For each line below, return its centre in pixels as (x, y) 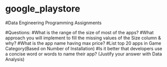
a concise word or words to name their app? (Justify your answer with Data (84, 54)
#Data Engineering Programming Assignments (54, 23)
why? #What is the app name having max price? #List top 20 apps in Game (83, 43)
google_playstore (43, 9)
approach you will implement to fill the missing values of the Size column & (83, 38)
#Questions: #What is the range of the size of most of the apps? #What (79, 32)
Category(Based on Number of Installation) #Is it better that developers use (84, 48)
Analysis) (15, 59)
